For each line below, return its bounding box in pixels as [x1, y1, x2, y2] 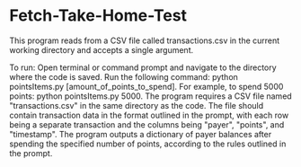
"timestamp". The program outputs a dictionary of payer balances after [9, 128, 272, 139]
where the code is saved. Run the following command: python [9, 71, 238, 82]
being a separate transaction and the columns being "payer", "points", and [9, 119, 285, 130]
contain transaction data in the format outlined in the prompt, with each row [9, 110, 289, 120]
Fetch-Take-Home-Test [9, 5, 187, 26]
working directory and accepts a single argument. [9, 44, 194, 55]
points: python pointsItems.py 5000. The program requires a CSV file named [9, 91, 292, 101]
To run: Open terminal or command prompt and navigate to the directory [9, 62, 277, 73]
